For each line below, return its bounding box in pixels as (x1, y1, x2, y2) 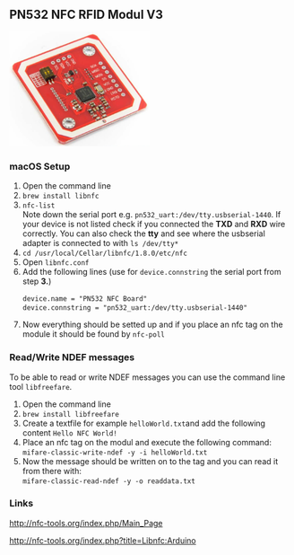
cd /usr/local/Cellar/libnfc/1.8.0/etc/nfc (22, 249, 188, 259)
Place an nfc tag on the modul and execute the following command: (22, 436, 272, 447)
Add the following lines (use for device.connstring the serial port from (22, 267, 282, 277)
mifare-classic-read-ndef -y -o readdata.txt (22, 476, 195, 486)
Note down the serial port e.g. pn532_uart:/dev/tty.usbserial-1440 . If (22, 209, 281, 220)
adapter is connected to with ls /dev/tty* (22, 238, 179, 249)
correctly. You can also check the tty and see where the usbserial (22, 228, 266, 239)
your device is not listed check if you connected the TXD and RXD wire (22, 219, 286, 230)
